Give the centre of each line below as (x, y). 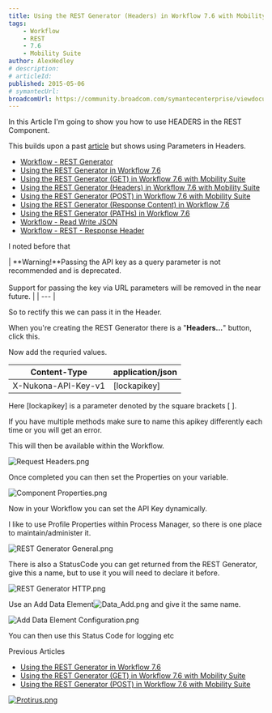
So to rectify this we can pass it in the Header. (85, 312)
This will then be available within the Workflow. (86, 446)
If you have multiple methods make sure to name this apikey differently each (136, 421)
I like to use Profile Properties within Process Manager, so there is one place (135, 524)
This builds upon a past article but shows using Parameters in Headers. (127, 146)
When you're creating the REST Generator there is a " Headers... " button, (130, 328)
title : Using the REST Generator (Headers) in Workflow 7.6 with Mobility (137, 16)
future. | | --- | (32, 297)
